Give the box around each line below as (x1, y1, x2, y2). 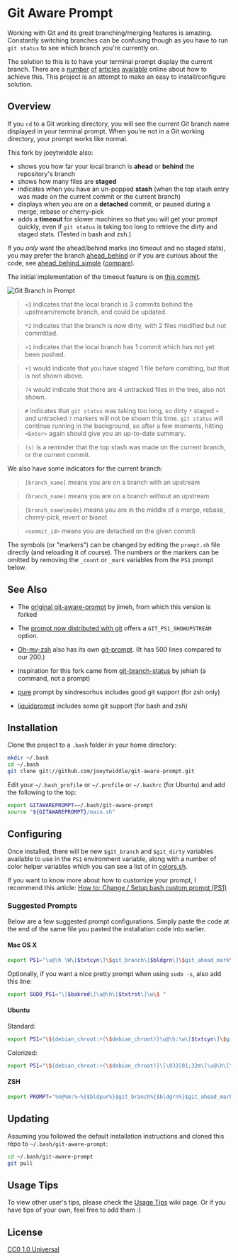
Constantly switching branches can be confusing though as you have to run (7, 35, 229, 44)
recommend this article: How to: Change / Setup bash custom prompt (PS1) (7, 883, 227, 892)
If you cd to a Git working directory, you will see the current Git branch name (7, 119, 230, 128)
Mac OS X (7, 941, 38, 949)
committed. (24, 329, 58, 337)
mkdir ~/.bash (7, 755, 50, 762)
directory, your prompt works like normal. (7, 134, 128, 143)
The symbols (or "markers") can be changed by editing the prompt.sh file (7, 540, 221, 549)
